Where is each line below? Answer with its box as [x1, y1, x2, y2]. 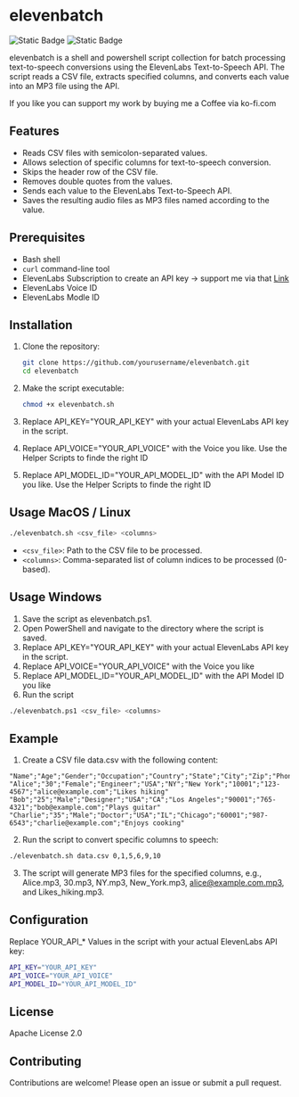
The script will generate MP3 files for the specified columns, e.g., [21, 868, 263, 878]
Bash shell [21, 253, 61, 264]
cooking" [152, 819, 185, 828]
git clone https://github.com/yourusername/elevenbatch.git [21, 359, 250, 367]
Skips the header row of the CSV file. [21, 166, 158, 177]
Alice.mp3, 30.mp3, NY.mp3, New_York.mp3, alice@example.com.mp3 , [21, 878, 285, 888]
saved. [21, 632, 47, 643]
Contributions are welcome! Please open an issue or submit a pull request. [9, 1077, 282, 1088]
